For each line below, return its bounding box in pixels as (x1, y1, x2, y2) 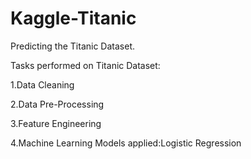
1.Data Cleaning (10, 78, 75, 91)
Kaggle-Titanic (10, 7, 137, 30)
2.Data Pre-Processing (10, 98, 105, 110)
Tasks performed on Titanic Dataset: (10, 59, 161, 71)
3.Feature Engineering (10, 117, 102, 129)
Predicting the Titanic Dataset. (10, 40, 136, 52)
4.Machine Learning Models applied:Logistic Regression (10, 137, 242, 149)
